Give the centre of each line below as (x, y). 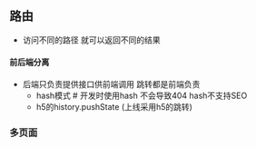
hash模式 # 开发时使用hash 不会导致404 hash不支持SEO (142, 96)
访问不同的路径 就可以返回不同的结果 (91, 40)
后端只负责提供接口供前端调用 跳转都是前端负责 (111, 84)
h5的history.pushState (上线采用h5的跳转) (114, 107)
